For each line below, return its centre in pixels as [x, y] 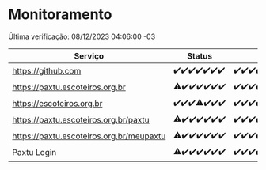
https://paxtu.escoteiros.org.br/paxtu [81, 120]
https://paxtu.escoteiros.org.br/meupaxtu [89, 136]
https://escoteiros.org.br [57, 104]
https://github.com [47, 71]
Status [199, 55]
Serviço [89, 55]
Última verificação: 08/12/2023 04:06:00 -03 [82, 36]
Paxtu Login [34, 153]
